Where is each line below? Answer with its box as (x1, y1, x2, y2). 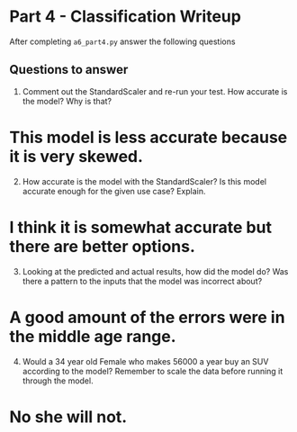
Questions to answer (9, 62, 129, 77)
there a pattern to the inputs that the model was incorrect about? (22, 275, 263, 286)
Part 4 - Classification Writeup (9, 6, 241, 27)
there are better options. (9, 236, 196, 256)
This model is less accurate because (9, 127, 288, 148)
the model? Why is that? (22, 95, 112, 106)
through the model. (22, 375, 94, 386)
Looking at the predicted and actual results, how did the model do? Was (22, 265, 289, 276)
